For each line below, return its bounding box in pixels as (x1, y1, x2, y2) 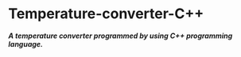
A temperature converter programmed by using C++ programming (8, 31, 233, 40)
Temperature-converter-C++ (8, 5, 204, 23)
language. (8, 39, 44, 48)
